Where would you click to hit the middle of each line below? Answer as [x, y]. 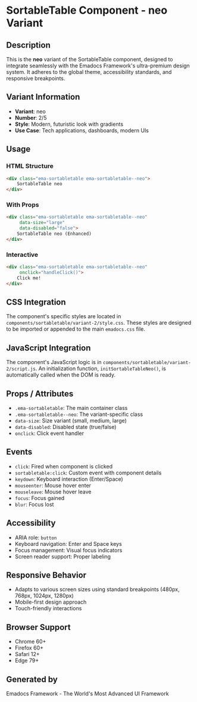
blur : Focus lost [34, 504]
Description [28, 45]
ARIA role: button [36, 538]
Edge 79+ [27, 661]
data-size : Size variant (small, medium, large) [71, 421]
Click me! [29, 278]
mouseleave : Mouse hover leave [53, 492]
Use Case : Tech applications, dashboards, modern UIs [82, 130]
